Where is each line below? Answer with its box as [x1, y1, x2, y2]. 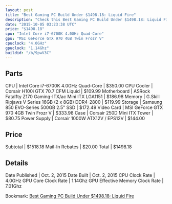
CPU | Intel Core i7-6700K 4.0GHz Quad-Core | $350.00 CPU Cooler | [5, 83, 153, 89]
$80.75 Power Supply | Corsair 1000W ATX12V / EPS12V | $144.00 [5, 116, 145, 122]
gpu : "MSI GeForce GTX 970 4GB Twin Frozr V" [5, 36, 104, 41]
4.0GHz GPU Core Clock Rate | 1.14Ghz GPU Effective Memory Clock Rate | [5, 177, 164, 184]
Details [5, 158, 28, 167]
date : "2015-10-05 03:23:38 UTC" [5, 21, 77, 27]
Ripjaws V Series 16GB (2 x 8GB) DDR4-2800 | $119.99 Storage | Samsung [5, 99, 162, 105]
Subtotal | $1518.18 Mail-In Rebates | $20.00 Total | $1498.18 [5, 144, 132, 150]
